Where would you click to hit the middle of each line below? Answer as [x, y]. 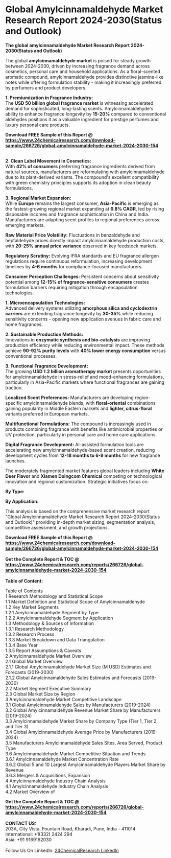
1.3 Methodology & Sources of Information [50, 623]
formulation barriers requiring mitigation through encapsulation [71, 287]
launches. [16, 460]
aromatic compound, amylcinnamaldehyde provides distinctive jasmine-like [84, 77]
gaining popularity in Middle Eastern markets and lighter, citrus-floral [79, 408]
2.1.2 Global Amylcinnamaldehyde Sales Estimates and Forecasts [73, 678]
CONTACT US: [21, 823]
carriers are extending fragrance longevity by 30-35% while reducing [79, 313]
